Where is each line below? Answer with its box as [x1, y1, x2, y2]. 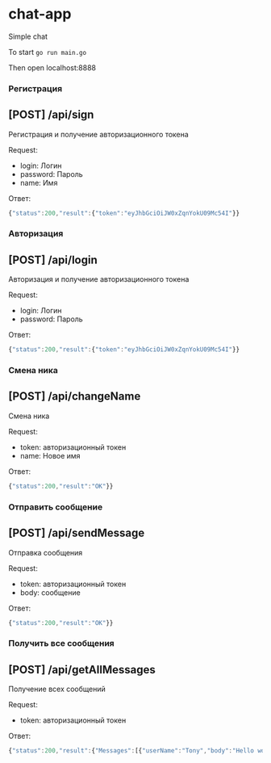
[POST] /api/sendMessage [8, 526, 145, 540]
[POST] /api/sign [8, 108, 94, 122]
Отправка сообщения [8, 547, 83, 557]
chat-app [8, 5, 72, 23]
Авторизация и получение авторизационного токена [8, 275, 190, 284]
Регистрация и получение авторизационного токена [8, 129, 190, 139]
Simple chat [8, 31, 48, 41]
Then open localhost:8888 [8, 62, 97, 73]
